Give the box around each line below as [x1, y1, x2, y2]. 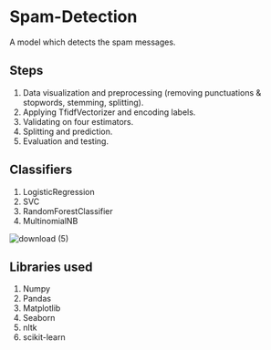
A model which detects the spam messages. [9, 36, 176, 47]
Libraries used [9, 259, 93, 274]
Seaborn [22, 313, 56, 324]
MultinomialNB [22, 215, 78, 226]
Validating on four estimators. [22, 116, 134, 127]
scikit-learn [22, 332, 66, 343]
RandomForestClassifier [22, 205, 114, 216]
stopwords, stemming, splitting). [22, 97, 144, 108]
